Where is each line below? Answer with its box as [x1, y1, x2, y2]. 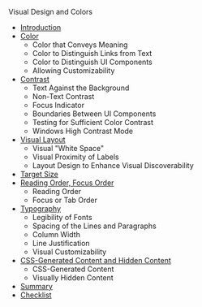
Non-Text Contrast [32, 92, 95, 101]
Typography [19, 204, 62, 214]
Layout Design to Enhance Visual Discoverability [32, 161, 195, 170]
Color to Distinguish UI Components [32, 57, 153, 67]
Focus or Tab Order [32, 195, 98, 205]
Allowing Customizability [32, 66, 115, 76]
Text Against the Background [32, 83, 130, 93]
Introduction [19, 23, 62, 32]
